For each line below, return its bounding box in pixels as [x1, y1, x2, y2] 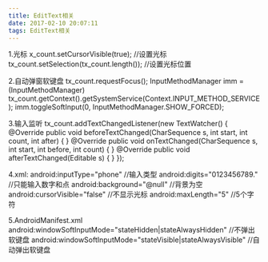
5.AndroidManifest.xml [8, 216, 83, 225]
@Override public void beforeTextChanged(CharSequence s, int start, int [8, 128, 248, 137]
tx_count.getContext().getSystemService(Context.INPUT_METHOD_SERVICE [8, 93, 260, 104]
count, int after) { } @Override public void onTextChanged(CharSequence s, [8, 137, 258, 146]
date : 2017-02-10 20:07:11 [8, 19, 98, 27]
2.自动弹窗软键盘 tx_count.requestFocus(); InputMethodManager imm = [8, 77, 244, 86]
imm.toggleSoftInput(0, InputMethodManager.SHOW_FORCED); [14, 102, 225, 112]
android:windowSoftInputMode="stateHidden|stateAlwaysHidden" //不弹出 [8, 225, 256, 235]
